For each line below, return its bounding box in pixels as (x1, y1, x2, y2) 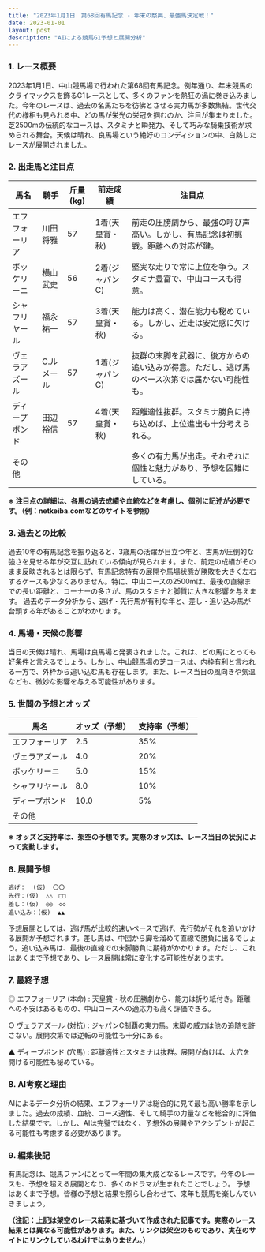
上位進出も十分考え (170, 418, 243, 429)
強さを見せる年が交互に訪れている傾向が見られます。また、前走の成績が (8, 557, 243, 567)
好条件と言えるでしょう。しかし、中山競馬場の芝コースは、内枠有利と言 (8, 657, 243, 667)
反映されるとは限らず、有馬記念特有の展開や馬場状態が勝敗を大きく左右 (21, 567, 256, 576)
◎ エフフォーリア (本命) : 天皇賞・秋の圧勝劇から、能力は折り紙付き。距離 (8, 994, 251, 1003)
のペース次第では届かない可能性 (131, 373, 250, 384)
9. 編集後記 (8, 1149, 50, 1160)
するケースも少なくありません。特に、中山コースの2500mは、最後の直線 (8, 577, 244, 587)
